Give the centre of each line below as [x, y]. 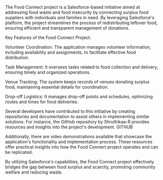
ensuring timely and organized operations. [48, 72]
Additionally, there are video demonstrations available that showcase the [79, 136]
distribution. [17, 58]
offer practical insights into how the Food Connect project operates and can [82, 147]
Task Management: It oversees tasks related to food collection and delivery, [82, 67]
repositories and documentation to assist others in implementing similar [77, 117]
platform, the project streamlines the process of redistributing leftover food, [81, 23]
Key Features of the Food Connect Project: [48, 37]
